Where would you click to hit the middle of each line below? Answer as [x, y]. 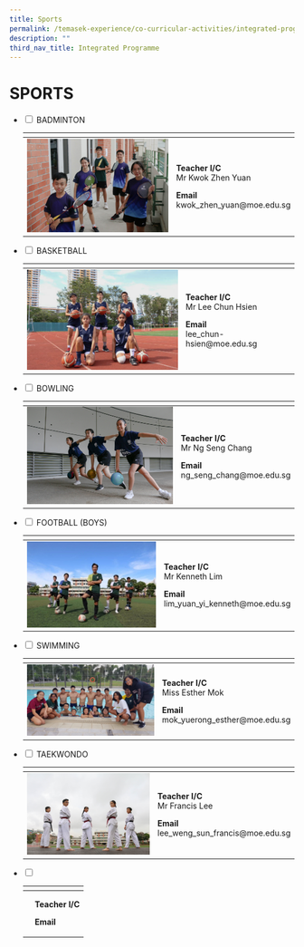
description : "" [40, 38]
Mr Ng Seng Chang [216, 448]
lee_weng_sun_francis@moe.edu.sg [224, 833]
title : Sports [36, 19]
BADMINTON [61, 120]
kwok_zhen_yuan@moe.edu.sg [233, 205]
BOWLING [55, 388]
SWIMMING [58, 646]
